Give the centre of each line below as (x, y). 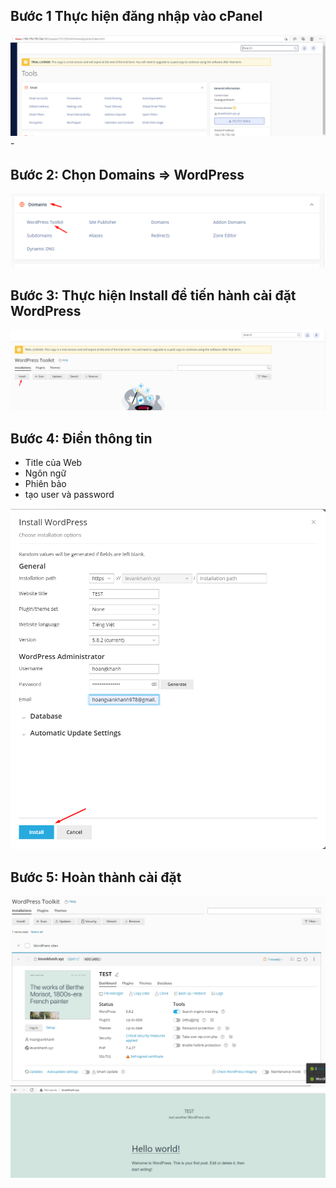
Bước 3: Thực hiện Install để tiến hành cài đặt (153, 295)
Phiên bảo (45, 483)
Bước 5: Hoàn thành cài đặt (96, 877)
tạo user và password (69, 494)
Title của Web (53, 462)
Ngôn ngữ (45, 473)
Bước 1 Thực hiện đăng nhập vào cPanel (136, 16)
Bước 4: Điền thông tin (81, 438)
